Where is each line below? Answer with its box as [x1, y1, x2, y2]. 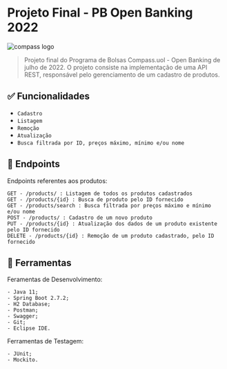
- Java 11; [7, 289, 39, 296]
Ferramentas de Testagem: [7, 337, 84, 346]
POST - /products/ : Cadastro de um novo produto [7, 214, 153, 221]
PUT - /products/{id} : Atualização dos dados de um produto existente [7, 220, 217, 227]
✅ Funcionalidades [7, 91, 90, 102]
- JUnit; [7, 350, 32, 357]
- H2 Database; [7, 301, 51, 308]
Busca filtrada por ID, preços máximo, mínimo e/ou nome [17, 140, 185, 146]
